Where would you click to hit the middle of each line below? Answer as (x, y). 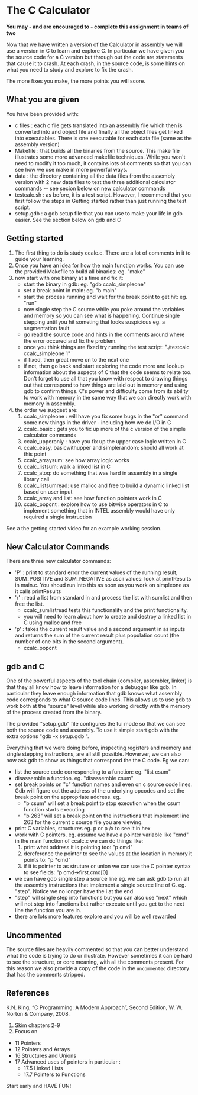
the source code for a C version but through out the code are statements (95, 57)
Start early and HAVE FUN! (39, 1086)
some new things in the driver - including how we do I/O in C (97, 422)
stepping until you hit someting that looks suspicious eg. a (94, 322)
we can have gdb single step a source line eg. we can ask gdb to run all (102, 879)
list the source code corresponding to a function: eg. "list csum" (93, 772)
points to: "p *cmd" (47, 860)
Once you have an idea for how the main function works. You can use (99, 265)
